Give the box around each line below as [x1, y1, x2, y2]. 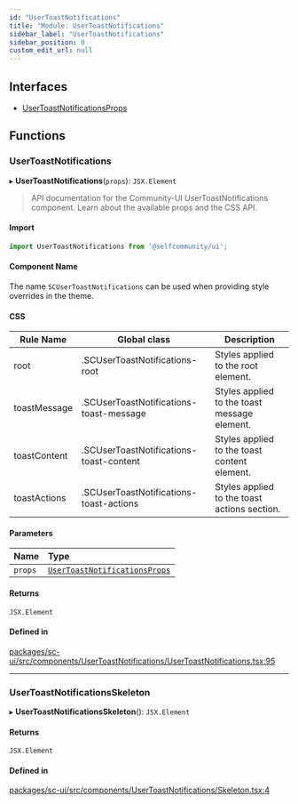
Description [224, 334, 275, 346]
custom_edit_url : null [9, 46, 93, 55]
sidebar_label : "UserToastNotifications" [9, 29, 165, 38]
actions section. [214, 503, 281, 516]
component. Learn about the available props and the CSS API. [30, 202, 258, 213]
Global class [116, 334, 171, 346]
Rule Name [20, 334, 67, 346]
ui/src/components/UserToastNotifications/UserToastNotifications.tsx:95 [9, 655, 276, 666]
